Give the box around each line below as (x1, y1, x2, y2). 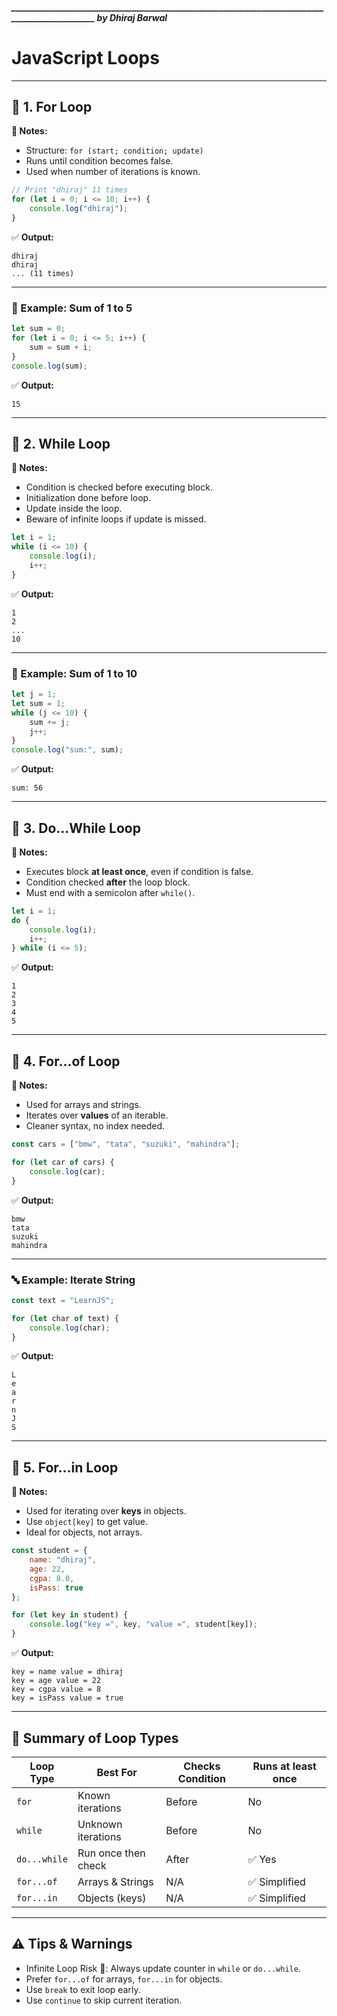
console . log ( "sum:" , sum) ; (11, 745, 124, 755)
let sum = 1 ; (11, 698, 66, 708)
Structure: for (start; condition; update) (25, 144, 204, 157)
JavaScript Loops (11, 46, 160, 69)
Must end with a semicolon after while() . (25, 886, 196, 898)
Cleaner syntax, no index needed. (25, 1120, 166, 1132)
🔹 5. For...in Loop (11, 1459, 119, 1476)
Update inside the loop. (25, 503, 123, 515)
